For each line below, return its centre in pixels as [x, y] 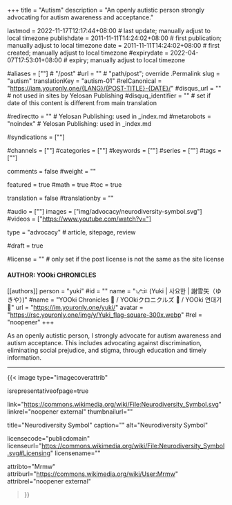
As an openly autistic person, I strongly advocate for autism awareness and [114, 336]
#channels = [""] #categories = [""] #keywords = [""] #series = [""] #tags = [115, 150]
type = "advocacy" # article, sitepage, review [71, 232]
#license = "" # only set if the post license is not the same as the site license [116, 259]
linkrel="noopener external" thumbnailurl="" [70, 412]
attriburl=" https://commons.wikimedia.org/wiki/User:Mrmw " [93, 474]
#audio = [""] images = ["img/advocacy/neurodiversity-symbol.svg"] [105, 211]
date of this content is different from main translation [82, 103]
